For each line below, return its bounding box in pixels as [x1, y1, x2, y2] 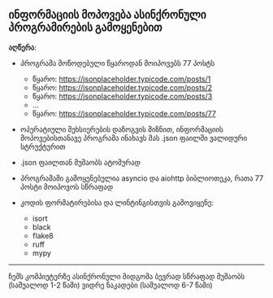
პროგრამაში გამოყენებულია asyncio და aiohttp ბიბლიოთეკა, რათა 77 [19, 173, 264, 183]
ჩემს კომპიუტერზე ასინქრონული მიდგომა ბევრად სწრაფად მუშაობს [8, 271, 245, 281]
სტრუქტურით [19, 142, 66, 151]
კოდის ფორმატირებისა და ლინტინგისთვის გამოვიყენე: [19, 197, 214, 208]
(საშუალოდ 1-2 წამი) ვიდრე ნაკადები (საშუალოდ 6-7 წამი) [8, 280, 213, 290]
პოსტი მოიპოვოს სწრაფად [19, 182, 114, 191]
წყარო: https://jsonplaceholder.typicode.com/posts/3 [32, 91, 213, 101]
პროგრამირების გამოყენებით [8, 21, 162, 35]
